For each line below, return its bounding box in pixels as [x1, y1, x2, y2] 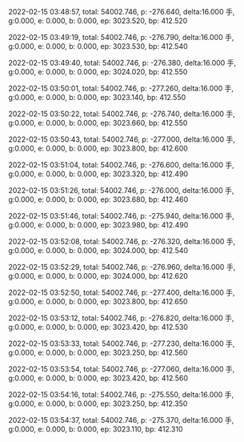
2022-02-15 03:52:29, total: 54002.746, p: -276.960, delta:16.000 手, [8, 263, 236, 271]
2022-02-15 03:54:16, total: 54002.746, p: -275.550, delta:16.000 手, [8, 390, 234, 399]
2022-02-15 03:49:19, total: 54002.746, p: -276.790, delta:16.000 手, [8, 33, 234, 42]
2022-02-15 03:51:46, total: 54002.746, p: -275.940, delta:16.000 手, [8, 211, 234, 220]
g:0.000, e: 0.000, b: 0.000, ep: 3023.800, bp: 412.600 [8, 143, 188, 153]
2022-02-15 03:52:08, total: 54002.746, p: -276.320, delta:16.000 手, [8, 237, 236, 246]
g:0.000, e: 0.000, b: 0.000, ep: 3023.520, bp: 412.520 [8, 16, 188, 26]
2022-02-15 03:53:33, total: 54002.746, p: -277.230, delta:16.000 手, [8, 339, 235, 348]
